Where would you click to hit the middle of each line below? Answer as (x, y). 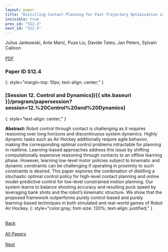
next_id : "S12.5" (23, 28)
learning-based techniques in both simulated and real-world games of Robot (84, 202)
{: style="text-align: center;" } (36, 118)
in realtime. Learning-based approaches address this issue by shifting (77, 149)
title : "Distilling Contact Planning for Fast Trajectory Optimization (81, 14)
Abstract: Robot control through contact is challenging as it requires (75, 128)
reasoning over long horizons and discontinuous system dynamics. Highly (81, 133)
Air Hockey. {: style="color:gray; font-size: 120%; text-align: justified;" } (79, 208)
